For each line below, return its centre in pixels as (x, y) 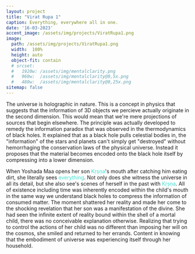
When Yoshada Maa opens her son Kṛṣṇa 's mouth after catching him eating (97, 171)
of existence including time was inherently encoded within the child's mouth (97, 190)
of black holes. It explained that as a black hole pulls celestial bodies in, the (96, 135)
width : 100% (27, 50)
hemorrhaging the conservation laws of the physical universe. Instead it (92, 147)
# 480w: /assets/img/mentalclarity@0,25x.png (71, 82)
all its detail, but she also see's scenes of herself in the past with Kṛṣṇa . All (95, 183)
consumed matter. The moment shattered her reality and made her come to (96, 202)
